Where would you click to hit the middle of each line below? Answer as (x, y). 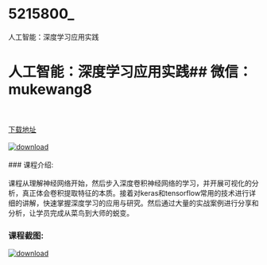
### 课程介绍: (31, 165)
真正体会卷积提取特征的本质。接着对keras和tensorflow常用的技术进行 (135, 193)
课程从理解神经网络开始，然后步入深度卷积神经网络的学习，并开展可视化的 (130, 183)
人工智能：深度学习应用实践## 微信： (130, 72)
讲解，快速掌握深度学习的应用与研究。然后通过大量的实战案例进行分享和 (140, 203)
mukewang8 (50, 90)
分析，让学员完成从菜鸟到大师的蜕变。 (71, 212)
